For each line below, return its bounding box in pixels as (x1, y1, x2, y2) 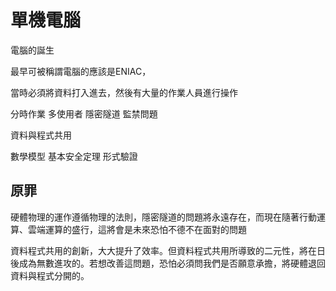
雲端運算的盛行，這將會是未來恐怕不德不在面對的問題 (27, 223, 247, 235)
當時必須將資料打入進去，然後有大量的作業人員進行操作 (10, 86, 238, 98)
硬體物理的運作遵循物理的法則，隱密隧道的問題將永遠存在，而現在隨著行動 (10, 211, 317, 223)
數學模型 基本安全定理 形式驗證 (10, 150, 138, 162)
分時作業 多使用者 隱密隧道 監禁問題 (10, 107, 158, 120)
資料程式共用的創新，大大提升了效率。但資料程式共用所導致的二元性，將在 (10, 244, 317, 256)
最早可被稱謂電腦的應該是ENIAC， (10, 65, 152, 77)
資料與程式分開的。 (10, 269, 90, 281)
